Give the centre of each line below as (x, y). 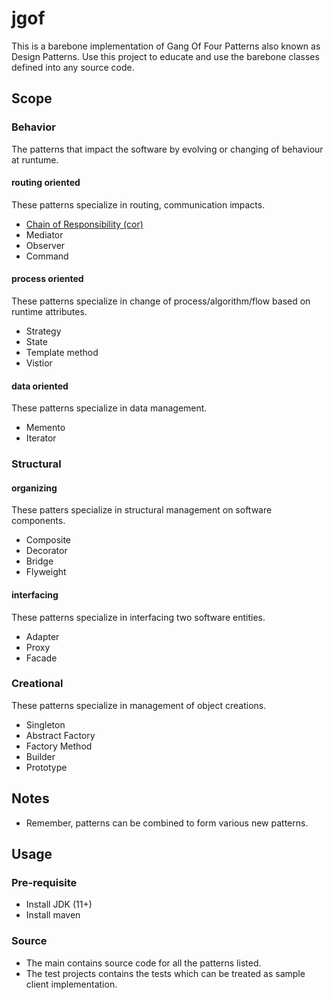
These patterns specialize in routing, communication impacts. (138, 204)
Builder (40, 756)
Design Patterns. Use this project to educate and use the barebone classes (165, 56)
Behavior (33, 127)
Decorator (46, 551)
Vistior (39, 363)
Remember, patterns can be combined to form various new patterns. (167, 823)
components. (38, 521)
